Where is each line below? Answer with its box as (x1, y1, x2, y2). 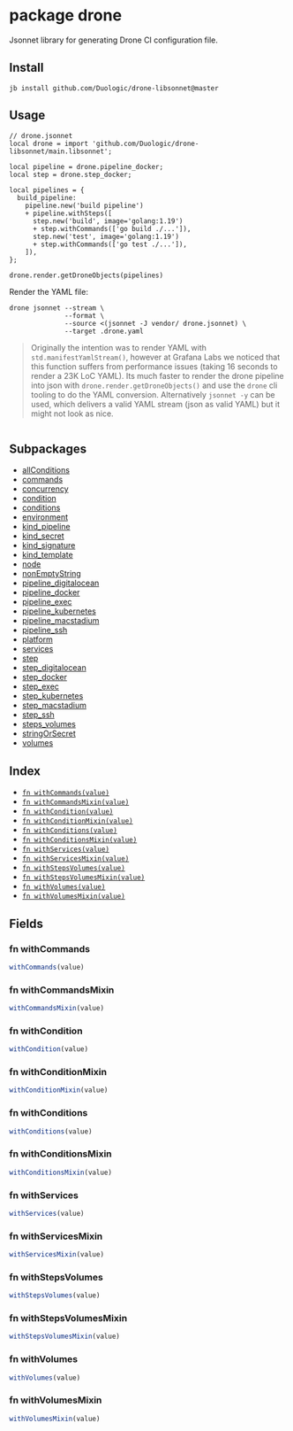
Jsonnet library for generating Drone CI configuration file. (9, 35, 219, 45)
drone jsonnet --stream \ (9, 303, 104, 313)
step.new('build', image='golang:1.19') (32, 216, 184, 226)
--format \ (64, 311, 104, 320)
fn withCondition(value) (21, 808, 114, 816)
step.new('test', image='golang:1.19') (32, 232, 179, 241)
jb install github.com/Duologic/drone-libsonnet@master (9, 83, 219, 93)
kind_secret (21, 530, 64, 541)
